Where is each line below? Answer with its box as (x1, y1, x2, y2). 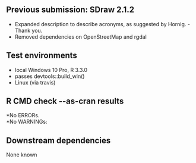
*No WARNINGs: (6, 118, 48, 126)
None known (6, 151, 37, 158)
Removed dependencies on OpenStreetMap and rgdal (14, 33, 147, 40)
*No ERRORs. (6, 112, 40, 119)
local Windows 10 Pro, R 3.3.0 (14, 66, 88, 73)
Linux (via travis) (14, 79, 56, 86)
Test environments (6, 51, 77, 61)
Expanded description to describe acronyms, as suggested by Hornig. (14, 20, 186, 27)
